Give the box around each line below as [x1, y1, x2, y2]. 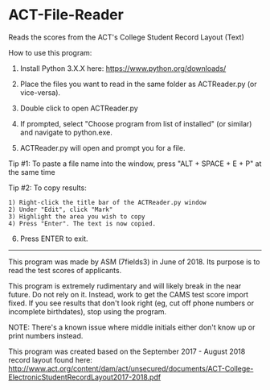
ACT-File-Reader [8, 6, 125, 24]
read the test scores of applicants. [8, 265, 122, 275]
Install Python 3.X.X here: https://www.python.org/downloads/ [19, 63, 227, 73]
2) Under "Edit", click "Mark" [8, 205, 113, 214]
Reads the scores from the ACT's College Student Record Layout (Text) [8, 32, 245, 42]
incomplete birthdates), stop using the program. [8, 306, 167, 316]
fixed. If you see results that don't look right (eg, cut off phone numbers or [8, 298, 255, 308]
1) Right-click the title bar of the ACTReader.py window [8, 198, 207, 206]
